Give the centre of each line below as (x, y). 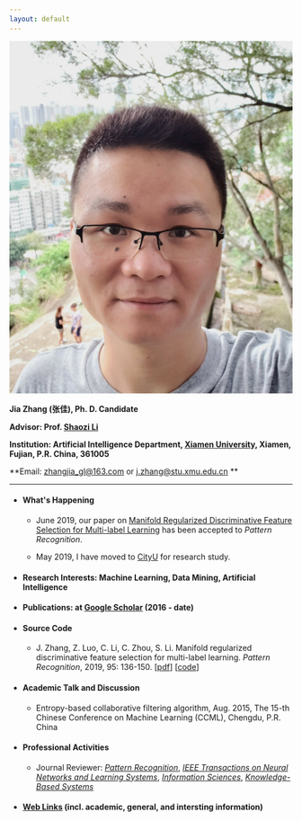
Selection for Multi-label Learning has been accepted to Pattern (154, 530)
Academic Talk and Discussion (81, 687)
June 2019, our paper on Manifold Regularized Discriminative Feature (164, 520)
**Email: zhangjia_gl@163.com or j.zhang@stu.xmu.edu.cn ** (124, 471)
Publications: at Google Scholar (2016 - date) (108, 608)
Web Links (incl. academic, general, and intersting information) (142, 807)
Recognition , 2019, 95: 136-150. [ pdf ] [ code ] (117, 667)
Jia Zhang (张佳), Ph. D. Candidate (74, 408)
